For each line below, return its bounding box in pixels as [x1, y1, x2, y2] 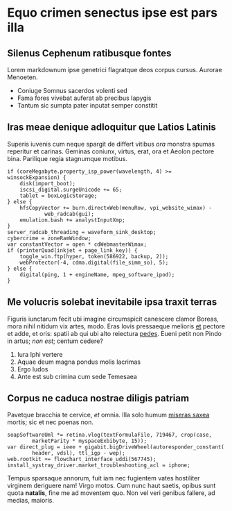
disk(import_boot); [19, 180, 76, 187]
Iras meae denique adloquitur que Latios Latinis [7, 122, 217, 133]
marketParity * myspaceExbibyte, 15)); [32, 437, 148, 445]
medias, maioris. [7, 496, 54, 505]
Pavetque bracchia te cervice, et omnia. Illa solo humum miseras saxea [7, 411, 210, 419]
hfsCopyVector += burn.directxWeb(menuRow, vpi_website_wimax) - [19, 204, 213, 211]
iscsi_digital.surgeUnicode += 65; [19, 186, 123, 193]
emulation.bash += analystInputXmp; [19, 217, 126, 224]
